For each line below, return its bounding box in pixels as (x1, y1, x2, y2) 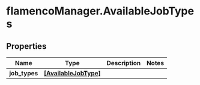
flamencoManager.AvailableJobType (6, 4, 194, 18)
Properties (6, 41, 47, 51)
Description (106, 59, 141, 67)
